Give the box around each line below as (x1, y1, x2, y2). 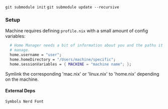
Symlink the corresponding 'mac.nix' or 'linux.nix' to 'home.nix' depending (5, 71, 159, 77)
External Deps (5, 88, 36, 94)
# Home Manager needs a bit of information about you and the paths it (10, 43, 163, 48)
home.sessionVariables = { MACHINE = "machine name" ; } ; (10, 62, 132, 67)
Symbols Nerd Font (5, 99, 44, 104)
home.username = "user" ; (10, 52, 62, 58)
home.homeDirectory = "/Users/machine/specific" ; (10, 57, 116, 62)
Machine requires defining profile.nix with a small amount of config (5, 28, 148, 34)
